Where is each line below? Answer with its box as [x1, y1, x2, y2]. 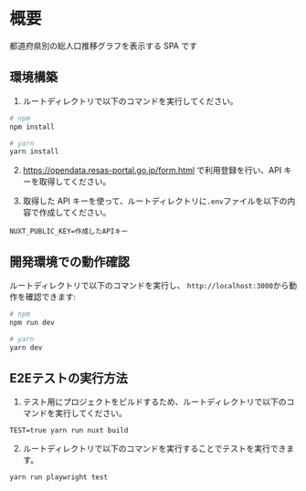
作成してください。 [38, 207, 111, 218]
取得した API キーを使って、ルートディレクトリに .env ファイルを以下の [22, 195, 288, 206]
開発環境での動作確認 [9, 254, 130, 269]
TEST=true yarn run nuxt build [9, 426, 129, 435]
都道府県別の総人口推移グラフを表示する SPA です [9, 40, 198, 51]
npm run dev [9, 318, 55, 327]
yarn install [9, 147, 59, 156]
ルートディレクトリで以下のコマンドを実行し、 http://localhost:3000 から [9, 280, 290, 291]
